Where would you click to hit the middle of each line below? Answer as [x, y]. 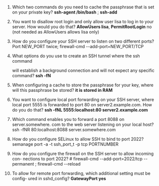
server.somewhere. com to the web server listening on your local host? [83, 124]
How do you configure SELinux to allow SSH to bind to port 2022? [78, 139]
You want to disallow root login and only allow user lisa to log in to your [83, 22]
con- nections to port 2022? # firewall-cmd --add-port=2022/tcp [77, 159]
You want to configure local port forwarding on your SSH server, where [83, 100]
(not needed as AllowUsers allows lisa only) [56, 32]
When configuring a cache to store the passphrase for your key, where [83, 85]
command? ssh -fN [32, 76]
